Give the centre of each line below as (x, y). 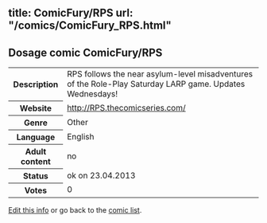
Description (36, 84)
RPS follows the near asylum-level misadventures (160, 74)
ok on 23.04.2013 (101, 175)
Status (36, 176)
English (81, 136)
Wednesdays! (93, 94)
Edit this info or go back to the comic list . (75, 209)
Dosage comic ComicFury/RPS (85, 52)
